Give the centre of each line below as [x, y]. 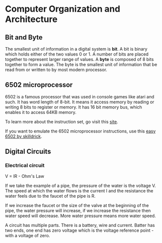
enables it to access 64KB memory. [41, 112]
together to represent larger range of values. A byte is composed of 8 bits [80, 59]
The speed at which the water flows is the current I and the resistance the [79, 190]
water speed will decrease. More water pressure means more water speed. [81, 216]
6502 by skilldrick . [24, 136]
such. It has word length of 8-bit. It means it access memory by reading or [80, 102]
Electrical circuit [25, 166]
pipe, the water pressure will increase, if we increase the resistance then [78, 210]
